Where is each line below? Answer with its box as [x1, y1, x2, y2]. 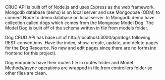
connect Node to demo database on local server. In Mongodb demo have [5, 15, 155, 20]
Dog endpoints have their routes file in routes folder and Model [5, 60, 133, 65]
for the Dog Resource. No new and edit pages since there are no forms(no [5, 45, 157, 51]
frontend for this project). [5, 50, 57, 56]
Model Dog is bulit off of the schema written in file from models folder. [5, 25, 149, 31]
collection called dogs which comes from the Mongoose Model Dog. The [5, 20, 154, 26]
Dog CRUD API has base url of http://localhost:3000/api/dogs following [5, 34, 151, 40]
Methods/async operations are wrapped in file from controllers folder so [5, 65, 153, 71]
